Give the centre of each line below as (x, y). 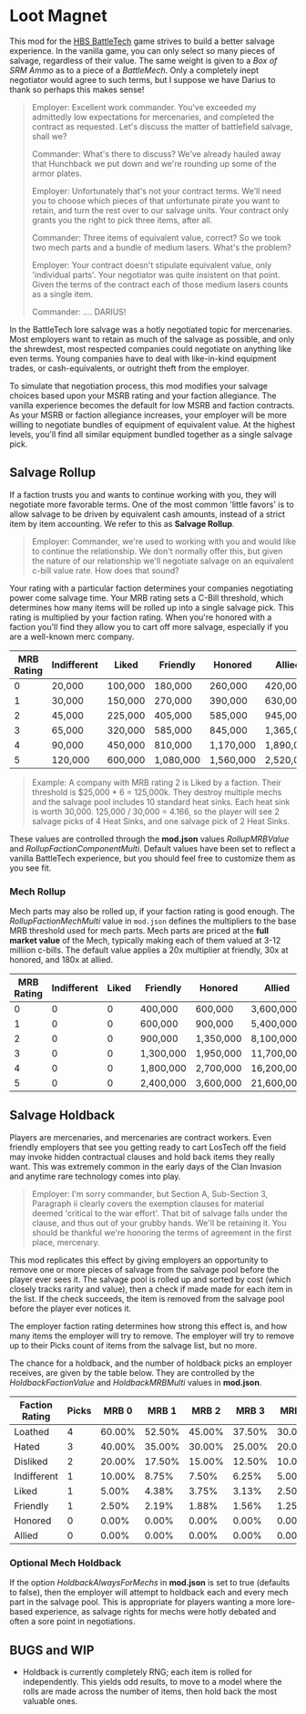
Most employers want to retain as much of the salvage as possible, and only (152, 339)
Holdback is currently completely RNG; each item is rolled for (137, 1672)
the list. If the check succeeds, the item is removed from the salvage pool (147, 1298)
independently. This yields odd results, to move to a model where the (152, 1681)
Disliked (31, 1461)
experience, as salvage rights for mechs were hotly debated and (156, 1612)
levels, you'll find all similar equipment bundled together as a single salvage (151, 434)
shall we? (49, 136)
